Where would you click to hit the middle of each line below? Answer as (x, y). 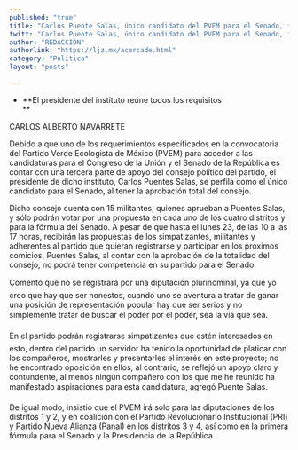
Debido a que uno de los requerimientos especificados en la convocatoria (144, 144)
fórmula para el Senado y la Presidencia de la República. (112, 435)
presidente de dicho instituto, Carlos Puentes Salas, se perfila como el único (149, 181)
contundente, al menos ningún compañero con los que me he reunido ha (142, 376)
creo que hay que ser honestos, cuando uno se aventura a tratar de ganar (144, 295)
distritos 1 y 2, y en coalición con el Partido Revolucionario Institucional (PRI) (149, 416)
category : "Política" (49, 59)
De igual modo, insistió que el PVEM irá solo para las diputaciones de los (142, 407)
